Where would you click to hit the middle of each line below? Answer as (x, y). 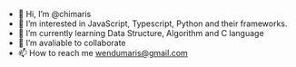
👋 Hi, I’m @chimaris (54, 14)
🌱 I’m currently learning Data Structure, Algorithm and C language (141, 33)
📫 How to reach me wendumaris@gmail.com (103, 53)
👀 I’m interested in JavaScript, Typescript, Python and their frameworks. (153, 24)
